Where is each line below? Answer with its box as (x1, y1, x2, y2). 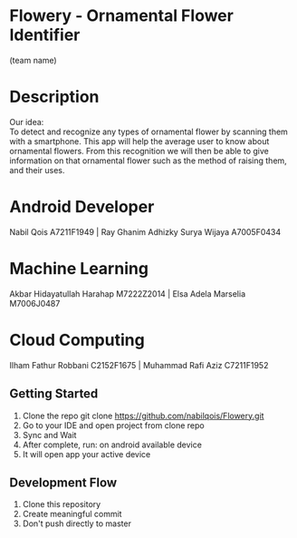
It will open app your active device (22, 448, 151, 459)
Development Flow (9, 474, 118, 490)
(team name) (9, 54, 57, 65)
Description (9, 87, 100, 107)
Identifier (9, 24, 81, 45)
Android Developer (9, 197, 155, 218)
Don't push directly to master (22, 518, 131, 529)
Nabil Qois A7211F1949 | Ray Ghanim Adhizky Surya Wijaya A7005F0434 (9, 226, 282, 237)
